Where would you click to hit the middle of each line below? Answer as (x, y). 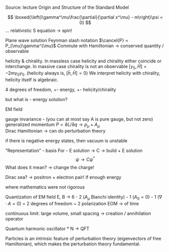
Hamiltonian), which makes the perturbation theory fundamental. (73, 244)
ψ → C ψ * (85, 159)
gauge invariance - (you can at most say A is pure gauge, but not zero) (79, 119)
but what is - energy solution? (36, 99)
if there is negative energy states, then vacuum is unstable (66, 141)
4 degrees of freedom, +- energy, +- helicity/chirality (61, 89)
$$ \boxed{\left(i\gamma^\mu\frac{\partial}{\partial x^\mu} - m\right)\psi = (85, 17)
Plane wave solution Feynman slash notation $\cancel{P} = (67, 40)
